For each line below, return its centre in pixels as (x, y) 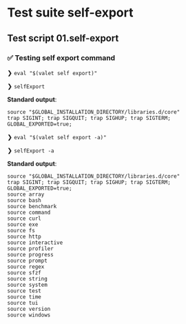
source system (28, 285)
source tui (23, 303)
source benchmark (32, 206)
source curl (24, 219)
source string (28, 279)
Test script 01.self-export (63, 38)
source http (24, 236)
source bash (24, 200)
